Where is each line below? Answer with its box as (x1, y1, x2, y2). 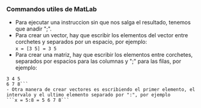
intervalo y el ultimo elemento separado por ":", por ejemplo (6, 92, 171, 98)
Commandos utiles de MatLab (6, 5, 97, 13)
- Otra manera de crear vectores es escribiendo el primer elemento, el (6, 87, 196, 93)
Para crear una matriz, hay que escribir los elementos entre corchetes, (15, 51, 193, 59)
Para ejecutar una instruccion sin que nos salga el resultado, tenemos (15, 19, 191, 26)
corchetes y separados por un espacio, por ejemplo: (15, 38, 148, 46)
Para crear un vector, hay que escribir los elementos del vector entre (15, 32, 188, 39)
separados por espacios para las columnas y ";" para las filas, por (15, 57, 181, 65)
